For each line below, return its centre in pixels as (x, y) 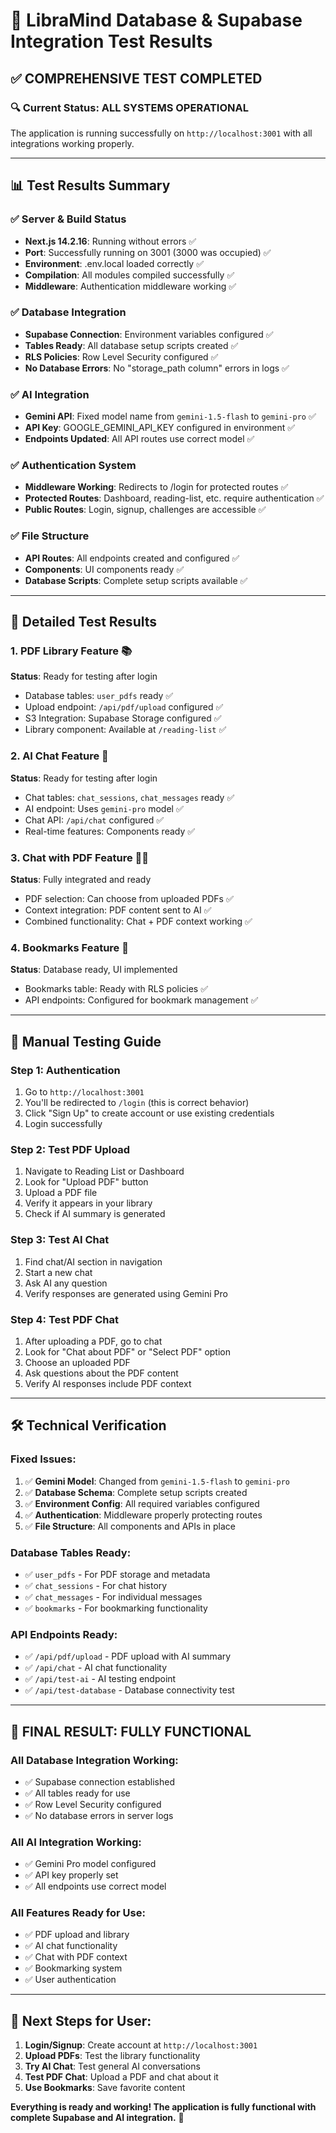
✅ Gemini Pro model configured (90, 1864)
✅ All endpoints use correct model (95, 1886)
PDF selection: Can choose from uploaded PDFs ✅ (129, 899)
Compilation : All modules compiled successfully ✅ (129, 275)
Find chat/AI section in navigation (93, 1261)
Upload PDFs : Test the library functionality (112, 2056)
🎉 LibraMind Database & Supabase (156, 20)
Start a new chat (58, 1272)
